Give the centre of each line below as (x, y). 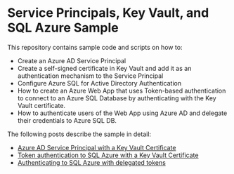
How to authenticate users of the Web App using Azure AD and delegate (122, 113)
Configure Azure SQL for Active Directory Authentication (99, 83)
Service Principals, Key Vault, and (108, 13)
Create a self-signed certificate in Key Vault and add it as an (104, 68)
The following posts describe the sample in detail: (79, 134)
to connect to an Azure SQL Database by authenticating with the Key (117, 98)
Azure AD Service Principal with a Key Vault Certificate (97, 147)
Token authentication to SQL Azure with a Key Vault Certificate (108, 155)
